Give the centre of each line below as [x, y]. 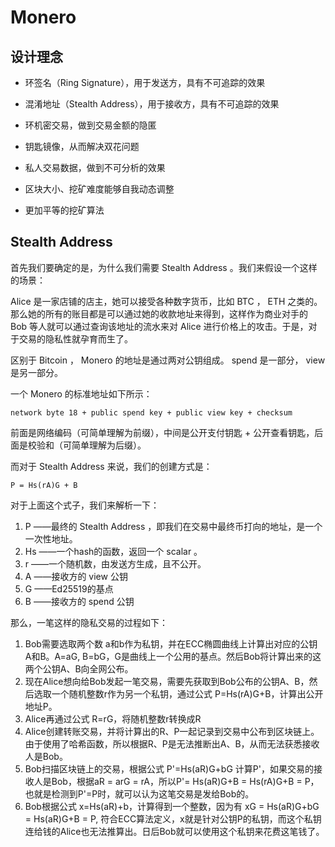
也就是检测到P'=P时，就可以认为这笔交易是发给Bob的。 [139, 793]
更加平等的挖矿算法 [64, 210]
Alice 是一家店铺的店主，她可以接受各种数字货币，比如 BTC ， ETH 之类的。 [166, 301]
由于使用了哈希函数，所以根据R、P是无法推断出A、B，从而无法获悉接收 [172, 743]
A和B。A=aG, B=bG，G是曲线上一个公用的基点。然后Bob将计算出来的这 [173, 656]
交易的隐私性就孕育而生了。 [75, 338]
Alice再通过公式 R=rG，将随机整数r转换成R [113, 718]
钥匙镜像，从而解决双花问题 [82, 146]
